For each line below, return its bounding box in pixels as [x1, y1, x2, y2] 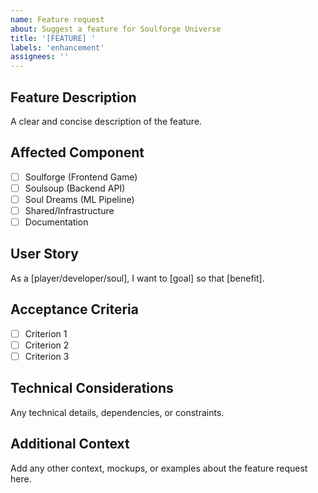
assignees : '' [10, 52, 70, 62]
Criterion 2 [24, 339, 70, 351]
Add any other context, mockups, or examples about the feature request [10, 462, 308, 474]
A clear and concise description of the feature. [10, 115, 203, 127]
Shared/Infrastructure [24, 204, 115, 216]
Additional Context [10, 436, 130, 453]
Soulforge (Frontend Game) [24, 171, 138, 183]
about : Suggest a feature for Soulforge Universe [10, 24, 222, 34]
